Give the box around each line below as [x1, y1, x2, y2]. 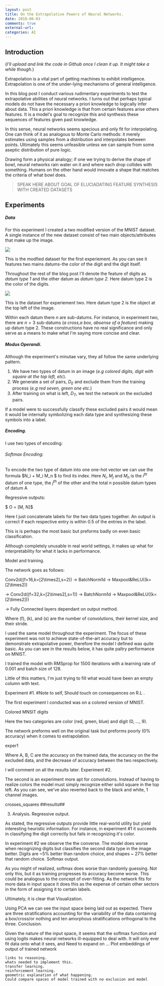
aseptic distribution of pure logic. [5, 147, 72, 152]
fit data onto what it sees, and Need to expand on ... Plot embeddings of [5, 941, 150, 947]
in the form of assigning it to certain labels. [5, 887, 92, 892]
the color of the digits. [5, 281, 50, 287]
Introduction [5, 48, 44, 56]
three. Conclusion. [5, 921, 43, 927]
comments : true [5, 21, 36, 26]
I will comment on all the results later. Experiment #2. [5, 767, 112, 773]
